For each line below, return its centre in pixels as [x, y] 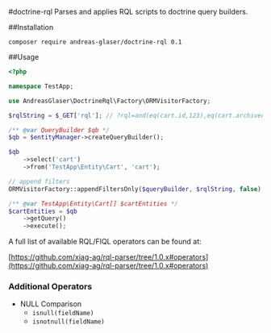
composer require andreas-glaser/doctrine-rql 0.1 [95, 42]
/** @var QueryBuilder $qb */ [59, 130]
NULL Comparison [51, 304]
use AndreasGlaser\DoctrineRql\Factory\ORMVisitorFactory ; [110, 101]
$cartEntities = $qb [43, 211]
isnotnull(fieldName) [68, 322]
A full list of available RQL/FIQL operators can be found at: [105, 242]
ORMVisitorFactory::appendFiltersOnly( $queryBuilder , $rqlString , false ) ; [137, 189]
